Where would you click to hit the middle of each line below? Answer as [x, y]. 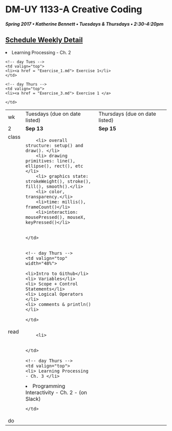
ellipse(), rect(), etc [54, 166]
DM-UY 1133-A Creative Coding [74, 9]
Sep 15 [107, 128]
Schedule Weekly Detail [44, 40]
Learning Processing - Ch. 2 [41, 52]
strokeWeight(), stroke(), [58, 181]
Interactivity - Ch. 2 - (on [56, 392]
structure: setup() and [54, 145]
